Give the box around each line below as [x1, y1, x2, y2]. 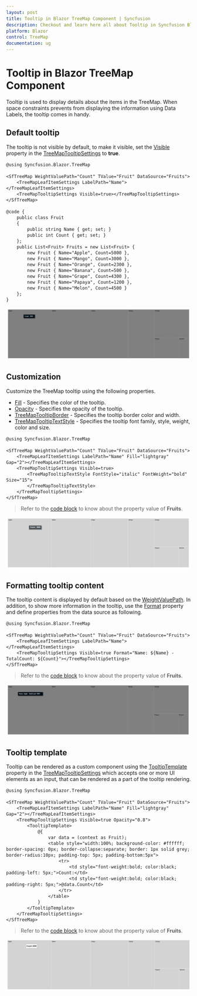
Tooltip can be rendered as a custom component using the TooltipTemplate [6, 763, 188, 770]
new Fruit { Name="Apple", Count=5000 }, [27, 250, 130, 255]
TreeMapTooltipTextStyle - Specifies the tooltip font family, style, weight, [14, 418, 191, 425]
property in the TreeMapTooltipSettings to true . [6, 150, 120, 157]
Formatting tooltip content [6, 580, 104, 590]
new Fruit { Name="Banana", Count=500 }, [27, 267, 130, 273]
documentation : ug [6, 41, 51, 46]
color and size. [14, 423, 51, 431]
